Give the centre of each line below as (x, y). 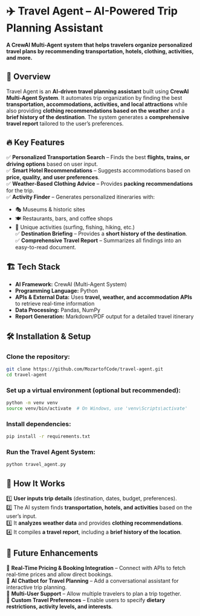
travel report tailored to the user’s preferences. (65, 123)
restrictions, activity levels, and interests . (60, 606)
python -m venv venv (32, 403)
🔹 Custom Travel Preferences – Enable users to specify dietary (86, 600)
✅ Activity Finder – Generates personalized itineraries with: (81, 197)
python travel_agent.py (36, 465)
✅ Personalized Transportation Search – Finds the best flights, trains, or (98, 157)
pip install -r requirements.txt (48, 437)
